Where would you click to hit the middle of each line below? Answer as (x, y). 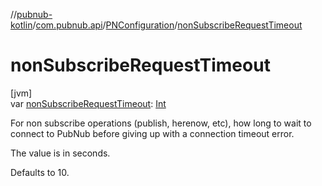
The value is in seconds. (60, 153)
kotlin (21, 25)
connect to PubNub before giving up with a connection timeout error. (152, 133)
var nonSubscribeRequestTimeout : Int (88, 103)
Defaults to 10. (40, 172)
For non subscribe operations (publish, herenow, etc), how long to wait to (161, 123)
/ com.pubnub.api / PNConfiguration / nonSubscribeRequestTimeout (167, 25)
